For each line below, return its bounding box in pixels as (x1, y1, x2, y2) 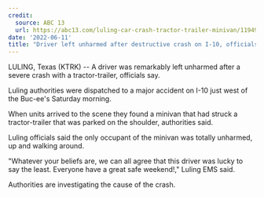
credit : (8, 11, 34, 20)
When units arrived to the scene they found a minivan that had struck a (8, 109, 238, 119)
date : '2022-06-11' (8, 33, 72, 42)
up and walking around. (8, 141, 85, 151)
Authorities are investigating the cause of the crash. (8, 180, 176, 189)
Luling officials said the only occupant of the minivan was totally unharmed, (8, 133, 253, 142)
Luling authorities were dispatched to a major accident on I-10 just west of (8, 86, 248, 95)
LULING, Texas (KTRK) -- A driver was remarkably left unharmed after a (8, 62, 241, 71)
